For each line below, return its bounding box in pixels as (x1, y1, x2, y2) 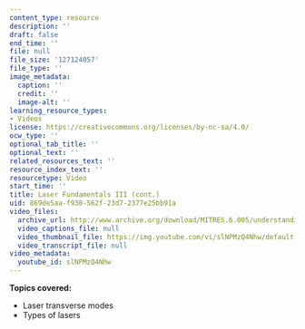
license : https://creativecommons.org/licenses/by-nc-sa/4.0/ (9, 123, 250, 132)
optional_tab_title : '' (9, 140, 100, 149)
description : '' (9, 22, 71, 31)
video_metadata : (9, 249, 71, 258)
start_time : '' (9, 182, 67, 191)
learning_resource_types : (9, 106, 107, 115)
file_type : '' (9, 64, 64, 73)
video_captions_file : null (17, 224, 120, 233)
